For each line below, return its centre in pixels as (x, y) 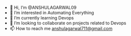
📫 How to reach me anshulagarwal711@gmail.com (61, 28)
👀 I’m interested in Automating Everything (52, 13)
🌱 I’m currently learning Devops (42, 18)
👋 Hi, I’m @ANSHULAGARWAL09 (43, 8)
